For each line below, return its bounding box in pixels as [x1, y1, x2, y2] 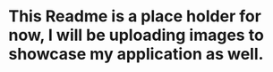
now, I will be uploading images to [8, 25, 265, 45]
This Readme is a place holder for [8, 6, 261, 27]
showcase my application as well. [8, 44, 264, 64]
